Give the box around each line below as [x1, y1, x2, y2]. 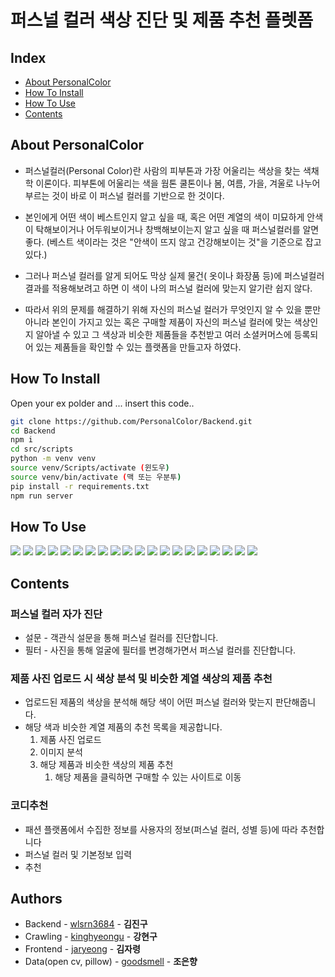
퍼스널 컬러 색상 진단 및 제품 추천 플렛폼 [10, 9, 314, 32]
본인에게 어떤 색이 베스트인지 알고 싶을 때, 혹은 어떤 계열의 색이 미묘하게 [24, 211, 305, 223]
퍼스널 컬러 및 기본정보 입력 [24, 848, 133, 860]
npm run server [10, 491, 74, 501]
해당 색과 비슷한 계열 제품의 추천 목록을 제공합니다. [24, 721, 223, 733]
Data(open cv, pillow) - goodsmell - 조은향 [24, 956, 198, 968]
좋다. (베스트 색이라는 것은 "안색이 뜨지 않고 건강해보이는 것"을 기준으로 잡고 [24, 236, 322, 248]
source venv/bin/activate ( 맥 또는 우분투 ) [10, 472, 182, 482]
